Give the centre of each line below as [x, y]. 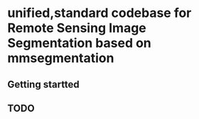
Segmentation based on [79, 43]
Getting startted [43, 84]
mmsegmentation [61, 58]
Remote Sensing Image [77, 28]
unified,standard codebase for [99, 13]
